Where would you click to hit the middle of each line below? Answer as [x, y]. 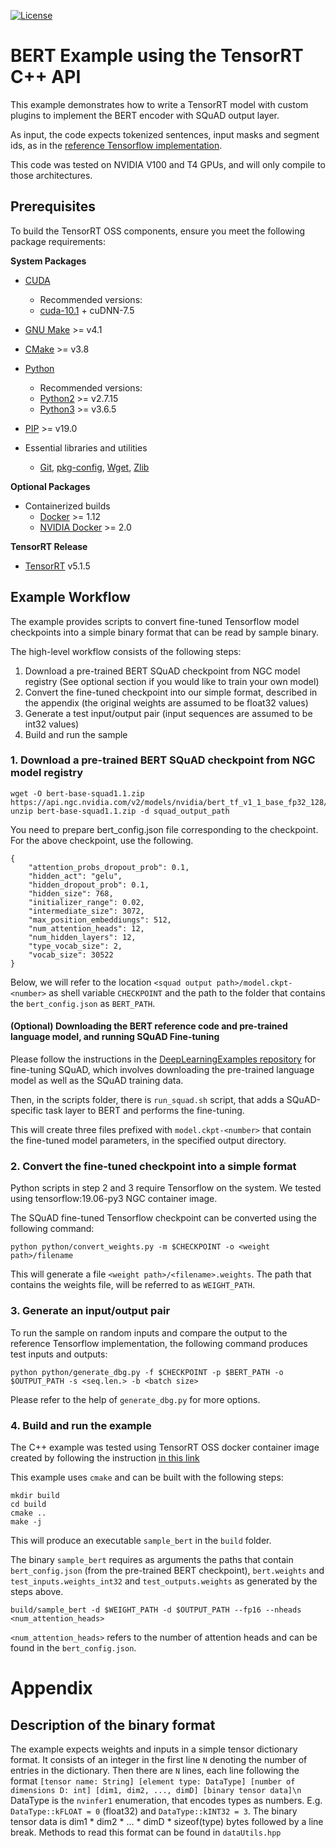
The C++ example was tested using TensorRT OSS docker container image [165, 1447]
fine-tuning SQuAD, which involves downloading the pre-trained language [162, 1070]
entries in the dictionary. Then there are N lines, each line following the [155, 1770]
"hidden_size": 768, [71, 893]
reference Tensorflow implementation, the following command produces [159, 1343]
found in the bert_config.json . [73, 1647]
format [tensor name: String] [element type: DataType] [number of [153, 1781]
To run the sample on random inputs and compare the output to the [149, 1332]
